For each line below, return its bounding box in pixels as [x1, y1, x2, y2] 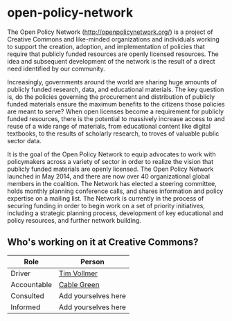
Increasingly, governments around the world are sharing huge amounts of [7, 77, 217, 86]
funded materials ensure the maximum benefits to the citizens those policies [7, 100, 225, 108]
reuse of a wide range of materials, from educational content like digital [7, 122, 211, 130]
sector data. [7, 136, 42, 145]
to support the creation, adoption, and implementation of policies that [7, 42, 206, 51]
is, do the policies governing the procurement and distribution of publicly [7, 92, 215, 101]
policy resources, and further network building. [7, 216, 142, 224]
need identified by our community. [7, 64, 105, 73]
